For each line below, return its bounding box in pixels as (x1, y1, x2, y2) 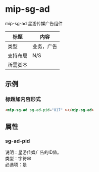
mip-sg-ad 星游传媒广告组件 (5, 20, 63, 26)
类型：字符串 (5, 156, 31, 162)
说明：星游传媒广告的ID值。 (5, 149, 62, 155)
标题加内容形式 (5, 96, 41, 103)
